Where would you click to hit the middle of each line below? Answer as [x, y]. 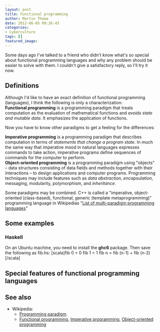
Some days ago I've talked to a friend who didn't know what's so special [77, 55]
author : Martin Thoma [27, 18]
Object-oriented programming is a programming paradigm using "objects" [80, 163]
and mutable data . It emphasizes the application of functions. [66, 118]
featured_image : [21, 41]
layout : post [18, 9]
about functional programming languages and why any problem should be [79, 60]
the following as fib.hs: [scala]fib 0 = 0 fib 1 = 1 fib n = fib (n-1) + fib [72, 253]
